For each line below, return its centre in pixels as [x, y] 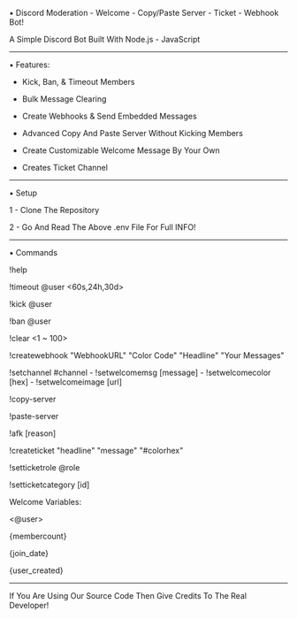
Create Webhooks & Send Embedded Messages [109, 116]
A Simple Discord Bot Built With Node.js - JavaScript [105, 39]
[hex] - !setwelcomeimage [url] [65, 382]
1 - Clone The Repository [54, 210]
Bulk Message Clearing [64, 99]
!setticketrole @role [45, 467]
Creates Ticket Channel [65, 168]
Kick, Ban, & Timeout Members [78, 82]
